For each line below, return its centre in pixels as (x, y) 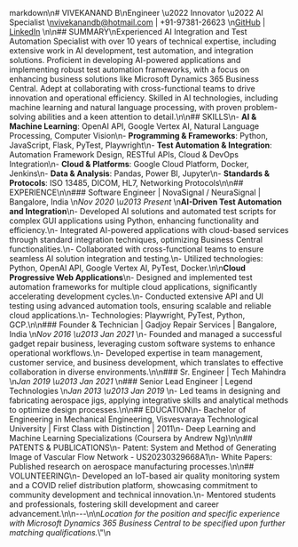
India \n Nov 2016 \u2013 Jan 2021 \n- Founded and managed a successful (145, 334)
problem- (261, 107)
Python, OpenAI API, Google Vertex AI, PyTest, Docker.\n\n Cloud (128, 268)
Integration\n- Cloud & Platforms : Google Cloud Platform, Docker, (129, 164)
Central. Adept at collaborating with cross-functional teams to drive (132, 88)
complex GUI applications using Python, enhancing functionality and (134, 221)
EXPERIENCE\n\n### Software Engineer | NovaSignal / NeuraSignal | (135, 192)
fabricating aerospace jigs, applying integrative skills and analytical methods (149, 400)
